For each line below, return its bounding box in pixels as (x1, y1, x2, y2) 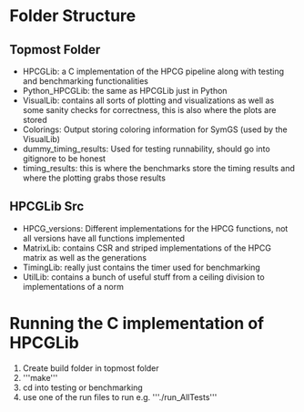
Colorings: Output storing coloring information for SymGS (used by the (22, 124, 289, 135)
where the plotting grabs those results (22, 172, 167, 183)
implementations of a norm (22, 281, 125, 292)
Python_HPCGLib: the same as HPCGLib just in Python (22, 86, 228, 96)
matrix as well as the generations (22, 252, 147, 263)
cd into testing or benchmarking (22, 382, 143, 393)
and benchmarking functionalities (22, 76, 148, 87)
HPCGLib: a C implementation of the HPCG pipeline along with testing (22, 66, 285, 77)
